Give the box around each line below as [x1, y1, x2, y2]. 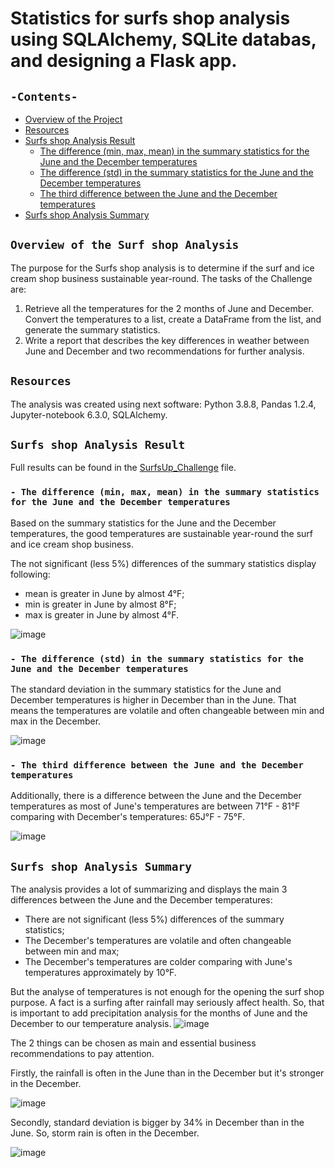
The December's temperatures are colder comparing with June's [24, 956, 293, 968]
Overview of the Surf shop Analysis [10, 238, 240, 252]
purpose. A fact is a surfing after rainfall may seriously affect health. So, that [10, 997, 325, 1009]
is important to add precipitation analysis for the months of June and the [10, 1007, 308, 1019]
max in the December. [10, 715, 102, 727]
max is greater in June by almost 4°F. [24, 608, 179, 621]
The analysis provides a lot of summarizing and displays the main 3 [10, 883, 288, 896]
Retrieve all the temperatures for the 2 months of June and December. [24, 302, 314, 314]
